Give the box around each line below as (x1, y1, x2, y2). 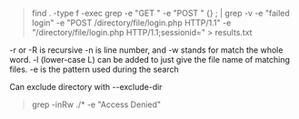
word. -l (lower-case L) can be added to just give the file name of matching (9, 55, 291, 64)
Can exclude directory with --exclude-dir (9, 82, 163, 92)
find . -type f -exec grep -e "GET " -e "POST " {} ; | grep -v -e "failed (31, 8, 291, 18)
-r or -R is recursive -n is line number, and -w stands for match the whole (9, 45, 284, 55)
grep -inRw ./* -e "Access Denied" (31, 99, 162, 110)
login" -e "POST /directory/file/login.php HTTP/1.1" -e (31, 17, 232, 28)
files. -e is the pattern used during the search (9, 64, 179, 74)
